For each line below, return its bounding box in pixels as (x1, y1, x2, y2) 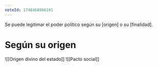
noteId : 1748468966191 (5, 7, 53, 13)
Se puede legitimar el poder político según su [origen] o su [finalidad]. (5, 21, 153, 27)
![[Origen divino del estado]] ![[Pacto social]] (5, 56, 100, 62)
